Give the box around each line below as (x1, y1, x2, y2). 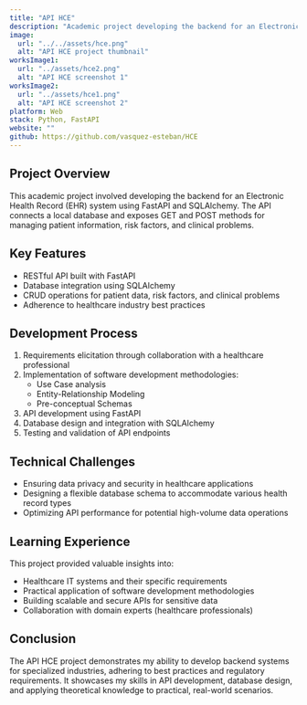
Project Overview (9, 166, 111, 182)
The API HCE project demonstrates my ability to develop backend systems (9, 655, 290, 667)
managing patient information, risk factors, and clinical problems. (9, 219, 254, 230)
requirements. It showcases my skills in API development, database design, (9, 675, 293, 686)
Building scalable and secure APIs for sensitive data (22, 595, 218, 605)
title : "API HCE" (9, 13, 76, 23)
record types (22, 498, 71, 509)
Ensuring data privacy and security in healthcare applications (22, 479, 254, 489)
